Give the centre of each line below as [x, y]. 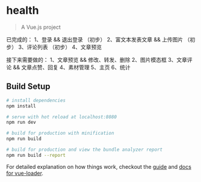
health [23, 11]
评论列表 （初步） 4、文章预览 [64, 47]
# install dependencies [36, 100]
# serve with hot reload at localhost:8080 [62, 117]
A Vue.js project [41, 27]
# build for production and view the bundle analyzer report [85, 150]
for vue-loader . [25, 173]
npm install [21, 106]
